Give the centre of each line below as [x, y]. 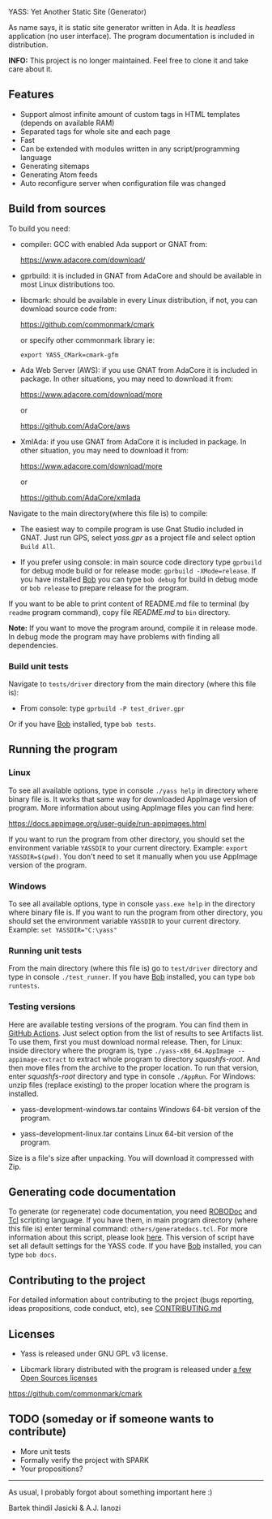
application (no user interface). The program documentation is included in [132, 36]
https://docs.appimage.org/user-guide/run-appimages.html [107, 823]
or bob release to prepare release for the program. [104, 587]
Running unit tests [45, 950]
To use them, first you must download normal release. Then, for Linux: [125, 1041]
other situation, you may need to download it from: [104, 450]
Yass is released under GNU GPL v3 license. [94, 1353]
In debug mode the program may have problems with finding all [114, 636]
